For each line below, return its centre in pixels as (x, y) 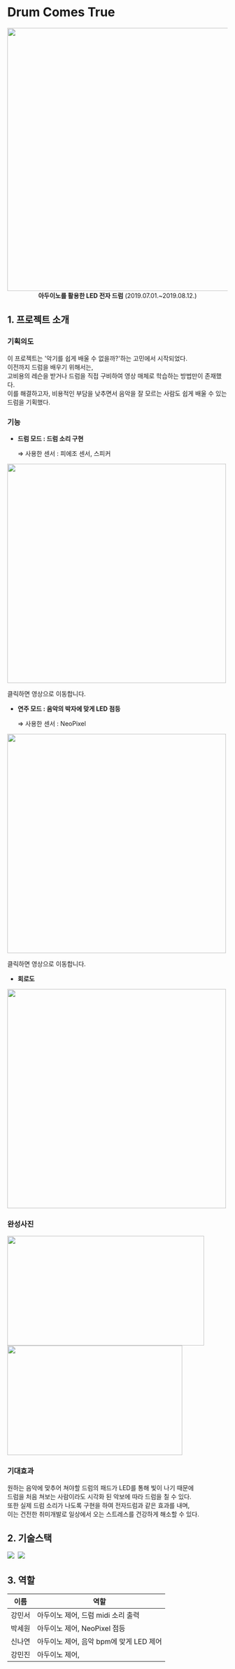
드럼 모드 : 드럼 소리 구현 (50, 438)
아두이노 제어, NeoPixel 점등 (81, 1628)
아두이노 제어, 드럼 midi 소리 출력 (88, 1616)
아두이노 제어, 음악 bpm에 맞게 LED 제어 (100, 1642)
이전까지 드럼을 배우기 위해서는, (50, 367)
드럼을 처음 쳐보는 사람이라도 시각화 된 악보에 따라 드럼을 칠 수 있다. (99, 1496)
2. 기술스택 (30, 1538)
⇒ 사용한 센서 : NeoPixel (51, 723)
